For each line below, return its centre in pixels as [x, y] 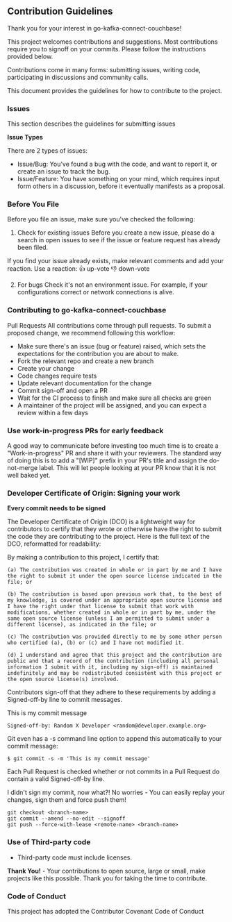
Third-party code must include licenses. [74, 857]
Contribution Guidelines [60, 11]
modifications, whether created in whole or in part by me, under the [111, 613]
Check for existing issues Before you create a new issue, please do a [116, 233]
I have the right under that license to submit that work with [101, 607]
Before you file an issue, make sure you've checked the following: [101, 219]
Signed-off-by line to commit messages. [65, 700]
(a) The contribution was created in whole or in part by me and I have [115, 570]
